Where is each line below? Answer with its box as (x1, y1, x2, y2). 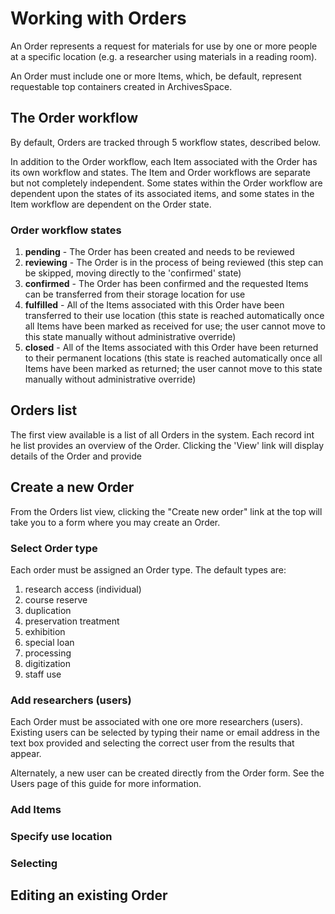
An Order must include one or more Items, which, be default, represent (10, 70, 302, 82)
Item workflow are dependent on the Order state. (10, 198, 212, 210)
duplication (24, 604, 72, 616)
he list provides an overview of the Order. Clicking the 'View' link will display (10, 439, 325, 451)
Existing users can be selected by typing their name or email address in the (10, 727, 320, 739)
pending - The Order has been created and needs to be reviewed (24, 246, 295, 258)
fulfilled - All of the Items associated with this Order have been (24, 299, 285, 311)
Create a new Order (10, 479, 135, 496)
